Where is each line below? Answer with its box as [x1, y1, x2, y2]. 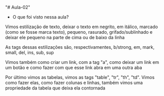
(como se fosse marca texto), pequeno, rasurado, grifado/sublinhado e [5, 29, 153, 35]
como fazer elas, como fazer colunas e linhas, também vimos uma [5, 80, 143, 85]
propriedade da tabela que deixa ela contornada [5, 85, 105, 91]
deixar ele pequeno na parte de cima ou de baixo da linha [5, 35, 125, 40]
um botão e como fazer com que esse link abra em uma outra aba [5, 65, 142, 70]
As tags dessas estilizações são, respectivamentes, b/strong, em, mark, [5, 44, 155, 50]
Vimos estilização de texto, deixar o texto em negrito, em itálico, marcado [5, 24, 158, 30]
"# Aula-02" [5, 5, 30, 10]
